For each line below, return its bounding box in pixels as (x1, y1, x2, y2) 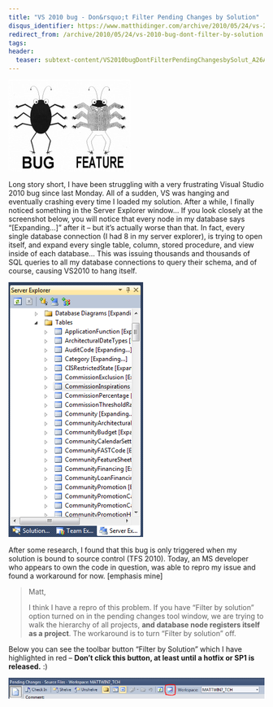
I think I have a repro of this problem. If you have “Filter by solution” (28, 603, 254, 612)
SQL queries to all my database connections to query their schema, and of (8, 257, 258, 267)
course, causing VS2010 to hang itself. (8, 266, 137, 276)
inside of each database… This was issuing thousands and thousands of (8, 249, 250, 258)
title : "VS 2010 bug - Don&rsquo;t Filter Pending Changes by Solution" (8, 13, 260, 21)
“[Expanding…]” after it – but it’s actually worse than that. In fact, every (8, 223, 245, 232)
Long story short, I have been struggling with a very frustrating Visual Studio (8, 180, 264, 189)
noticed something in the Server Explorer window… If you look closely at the (8, 206, 263, 215)
